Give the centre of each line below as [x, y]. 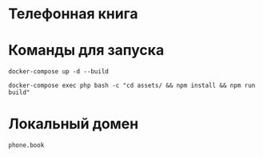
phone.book [26, 145]
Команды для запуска [86, 51]
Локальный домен [74, 124]
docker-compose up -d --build [59, 72]
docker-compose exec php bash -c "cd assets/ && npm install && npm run [132, 86]
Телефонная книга [73, 14]
